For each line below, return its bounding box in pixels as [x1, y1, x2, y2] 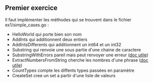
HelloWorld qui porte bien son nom [12, 31, 82, 37]
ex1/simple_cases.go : [5, 22, 49, 28]
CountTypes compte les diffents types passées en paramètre [12, 67, 135, 73]
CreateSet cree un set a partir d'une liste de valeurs [12, 72, 116, 78]
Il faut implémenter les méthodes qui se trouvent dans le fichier [5, 17, 132, 22]
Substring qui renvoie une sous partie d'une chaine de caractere [12, 47, 141, 52]
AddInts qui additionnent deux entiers [12, 36, 87, 42]
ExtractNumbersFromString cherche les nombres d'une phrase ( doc [12, 57, 149, 63]
